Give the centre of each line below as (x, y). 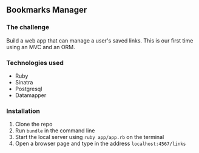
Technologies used (35, 63)
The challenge (28, 27)
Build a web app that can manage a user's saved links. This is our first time (100, 40)
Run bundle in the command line (55, 131)
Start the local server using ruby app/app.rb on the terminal (89, 137)
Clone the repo (34, 124)
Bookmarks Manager (47, 10)
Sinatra (24, 82)
